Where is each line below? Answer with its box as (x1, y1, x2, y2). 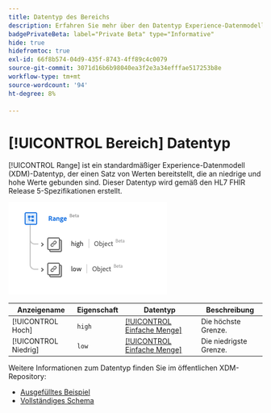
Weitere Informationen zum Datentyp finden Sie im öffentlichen (8, 363, 218, 373)
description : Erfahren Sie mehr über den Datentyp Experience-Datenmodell (8, 21, 265, 30)
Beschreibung (206, 305, 255, 315)
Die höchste (201, 317, 241, 327)
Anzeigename (17, 305, 65, 315)
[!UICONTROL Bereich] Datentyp (8, 134, 231, 152)
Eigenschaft (77, 305, 119, 315)
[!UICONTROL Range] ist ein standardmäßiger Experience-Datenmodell (8, 161, 246, 170)
